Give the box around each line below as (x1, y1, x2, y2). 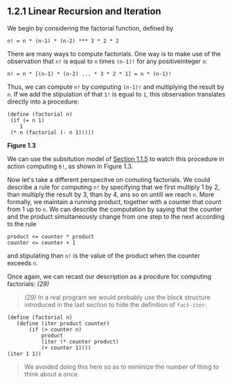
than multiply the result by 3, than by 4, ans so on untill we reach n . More (7, 190, 215, 199)
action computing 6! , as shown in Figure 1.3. (7, 162, 134, 170)
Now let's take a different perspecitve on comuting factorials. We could (7, 175, 211, 183)
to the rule (7, 219, 37, 228)
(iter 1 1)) (7, 350, 42, 357)
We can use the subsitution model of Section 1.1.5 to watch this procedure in (7, 154, 224, 162)
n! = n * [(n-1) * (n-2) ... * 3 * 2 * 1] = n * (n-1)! (7, 70, 172, 77)
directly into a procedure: (7, 97, 80, 106)
